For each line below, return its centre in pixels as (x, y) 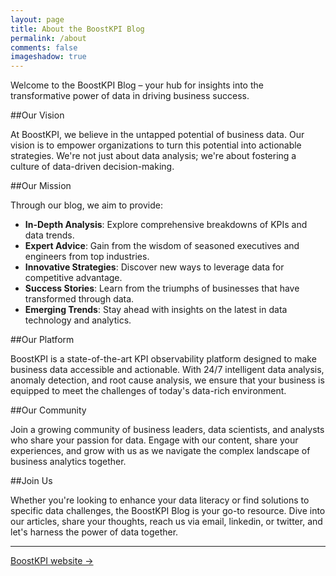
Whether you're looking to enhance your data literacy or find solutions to (160, 500)
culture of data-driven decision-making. (92, 167)
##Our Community (48, 410)
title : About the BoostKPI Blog (77, 29)
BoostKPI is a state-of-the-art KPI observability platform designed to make (163, 359)
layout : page (37, 19)
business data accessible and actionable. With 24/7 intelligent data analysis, (167, 370)
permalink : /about (48, 38)
